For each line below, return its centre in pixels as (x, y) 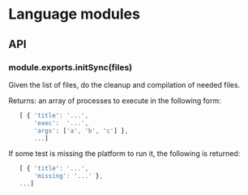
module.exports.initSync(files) (71, 67)
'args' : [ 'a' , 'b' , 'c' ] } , (81, 131)
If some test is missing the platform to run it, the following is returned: (124, 154)
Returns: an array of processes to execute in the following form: (115, 100)
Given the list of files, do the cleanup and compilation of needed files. (124, 84)
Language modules (74, 14)
